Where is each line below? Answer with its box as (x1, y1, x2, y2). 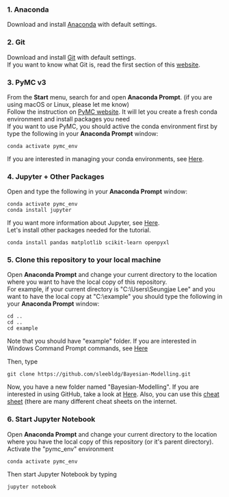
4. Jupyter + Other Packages (7, 171, 105, 181)
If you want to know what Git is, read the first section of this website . (7, 60, 200, 69)
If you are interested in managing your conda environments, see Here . (7, 154, 204, 162)
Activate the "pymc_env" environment (7, 444, 114, 453)
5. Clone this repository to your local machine (7, 255, 161, 265)
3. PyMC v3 (7, 77, 46, 87)
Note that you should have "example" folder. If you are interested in (7, 337, 197, 346)
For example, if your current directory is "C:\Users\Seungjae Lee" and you (7, 285, 215, 293)
